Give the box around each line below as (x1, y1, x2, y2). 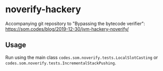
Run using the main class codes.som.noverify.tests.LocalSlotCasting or (5, 54, 158, 60)
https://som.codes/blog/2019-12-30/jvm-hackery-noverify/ (5, 26, 129, 32)
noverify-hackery (5, 4, 81, 15)
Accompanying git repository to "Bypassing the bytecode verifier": (5, 20, 145, 27)
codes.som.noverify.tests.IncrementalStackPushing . (5, 60, 116, 66)
